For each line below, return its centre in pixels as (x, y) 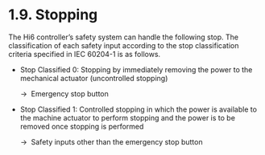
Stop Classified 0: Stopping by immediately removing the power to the (136, 69)
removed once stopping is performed (82, 126)
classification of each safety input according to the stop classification (124, 45)
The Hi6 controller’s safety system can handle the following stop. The (124, 37)
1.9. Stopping (53, 15)
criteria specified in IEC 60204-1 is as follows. (85, 54)
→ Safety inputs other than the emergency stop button (111, 141)
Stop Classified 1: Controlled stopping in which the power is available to (139, 109)
